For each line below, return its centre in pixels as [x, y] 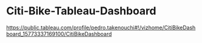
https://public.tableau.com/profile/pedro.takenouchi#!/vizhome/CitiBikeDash [101, 27]
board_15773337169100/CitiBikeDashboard [59, 33]
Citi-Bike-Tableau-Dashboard [81, 11]
